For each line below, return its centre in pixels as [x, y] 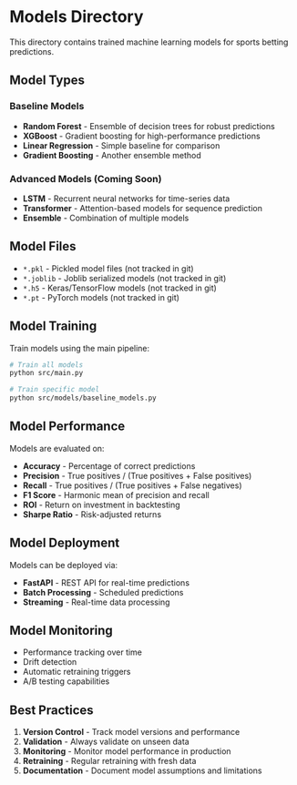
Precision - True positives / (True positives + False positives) [137, 475]
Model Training [53, 326]
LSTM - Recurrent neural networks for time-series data [126, 199]
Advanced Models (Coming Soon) [86, 178]
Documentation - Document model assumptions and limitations [142, 770]
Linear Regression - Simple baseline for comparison [121, 145]
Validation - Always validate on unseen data [106, 742]
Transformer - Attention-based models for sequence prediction [142, 208]
